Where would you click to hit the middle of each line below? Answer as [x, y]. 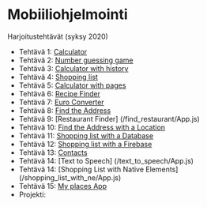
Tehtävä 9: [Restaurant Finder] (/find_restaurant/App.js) [109, 119]
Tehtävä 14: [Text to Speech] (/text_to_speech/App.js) [106, 160]
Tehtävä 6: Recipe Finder [59, 93]
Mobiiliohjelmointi [68, 15]
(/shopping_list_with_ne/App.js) [70, 177]
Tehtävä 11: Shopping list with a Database [86, 135]
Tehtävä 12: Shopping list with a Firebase [85, 144]
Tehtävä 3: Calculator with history [73, 68]
